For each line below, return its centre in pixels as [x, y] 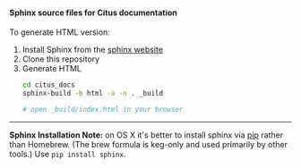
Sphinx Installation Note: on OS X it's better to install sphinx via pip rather [146, 135]
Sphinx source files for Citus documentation [93, 13]
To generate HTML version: [60, 32]
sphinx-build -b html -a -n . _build [93, 94]
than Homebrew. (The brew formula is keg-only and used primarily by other [149, 144]
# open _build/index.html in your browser [103, 109]
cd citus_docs [48, 85]
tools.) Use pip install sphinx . [68, 154]
